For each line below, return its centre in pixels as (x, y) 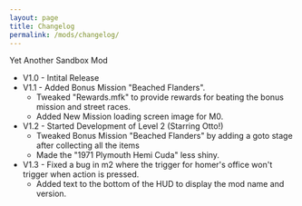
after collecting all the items (88, 145)
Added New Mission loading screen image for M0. (130, 117)
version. (51, 194)
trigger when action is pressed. (81, 174)
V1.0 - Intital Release (61, 78)
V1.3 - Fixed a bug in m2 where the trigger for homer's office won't (147, 165)
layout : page (34, 18)
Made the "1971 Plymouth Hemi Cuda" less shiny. (128, 155)
